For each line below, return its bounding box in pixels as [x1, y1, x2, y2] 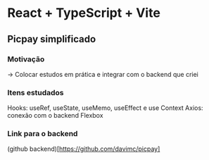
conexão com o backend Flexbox [7, 111, 103, 120]
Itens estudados [7, 87, 65, 97]
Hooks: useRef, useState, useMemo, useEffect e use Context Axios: [7, 104, 203, 112]
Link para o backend [7, 129, 78, 139]
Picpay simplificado [7, 33, 96, 45]
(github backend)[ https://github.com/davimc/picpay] [7, 144, 160, 153]
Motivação [7, 54, 45, 64]
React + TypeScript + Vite [7, 5, 160, 21]
